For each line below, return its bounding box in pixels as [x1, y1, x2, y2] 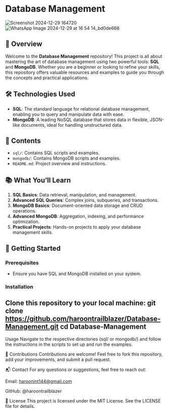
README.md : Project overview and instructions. [12, 161, 107, 167]
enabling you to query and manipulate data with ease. [12, 111, 125, 117]
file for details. [5, 403, 35, 409]
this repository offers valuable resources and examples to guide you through [5, 69, 164, 75]
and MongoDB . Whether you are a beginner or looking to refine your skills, [5, 64, 160, 70]
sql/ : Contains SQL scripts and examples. [12, 150, 100, 156]
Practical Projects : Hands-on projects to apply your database [12, 224, 141, 230]
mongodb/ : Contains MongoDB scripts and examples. [12, 155, 121, 162]
